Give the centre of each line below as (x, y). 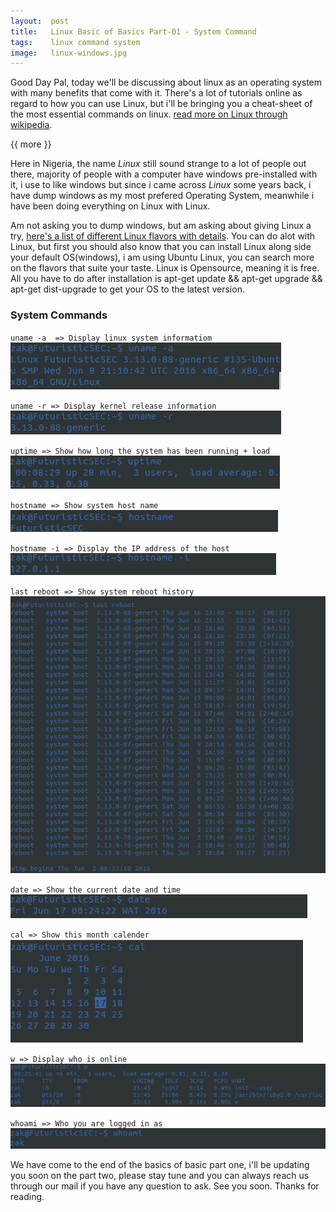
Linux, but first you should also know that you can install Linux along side (161, 247)
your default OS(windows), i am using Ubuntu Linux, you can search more (162, 257)
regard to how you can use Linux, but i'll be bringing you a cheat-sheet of (161, 104)
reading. (27, 1197)
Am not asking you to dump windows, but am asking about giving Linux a (161, 226)
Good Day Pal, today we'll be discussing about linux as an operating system (166, 82)
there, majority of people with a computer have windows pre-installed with (164, 174)
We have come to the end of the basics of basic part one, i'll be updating (160, 1165)
